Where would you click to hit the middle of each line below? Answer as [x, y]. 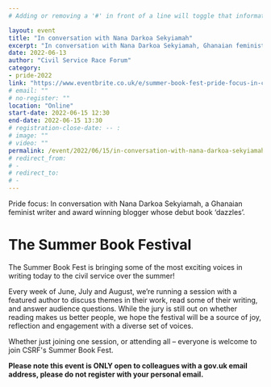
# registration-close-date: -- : [65, 128]
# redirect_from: [38, 158]
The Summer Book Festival [100, 245]
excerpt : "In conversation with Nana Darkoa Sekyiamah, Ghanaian [120, 45]
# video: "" [28, 143]
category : [25, 68]
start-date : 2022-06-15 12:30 [59, 113]
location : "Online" [41, 106]
